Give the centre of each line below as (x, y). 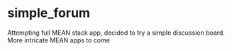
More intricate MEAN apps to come (59, 40)
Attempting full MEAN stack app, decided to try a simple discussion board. (116, 33)
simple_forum (49, 13)
